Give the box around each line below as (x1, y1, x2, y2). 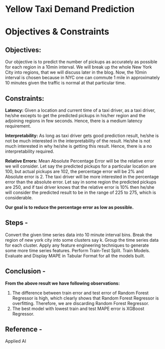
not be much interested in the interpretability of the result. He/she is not (5, 138, 151, 144)
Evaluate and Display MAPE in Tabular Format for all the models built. (5, 253, 145, 259)
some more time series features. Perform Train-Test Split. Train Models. (5, 247, 150, 253)
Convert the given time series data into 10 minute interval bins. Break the (5, 231, 153, 238)
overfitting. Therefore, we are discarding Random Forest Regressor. (12, 300, 149, 306)
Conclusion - (5, 267, 46, 275)
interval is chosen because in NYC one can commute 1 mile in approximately (5, 75, 160, 81)
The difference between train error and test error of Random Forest (12, 290, 149, 296)
